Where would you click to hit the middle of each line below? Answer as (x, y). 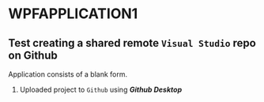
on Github (33, 55)
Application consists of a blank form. (68, 74)
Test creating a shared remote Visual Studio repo (132, 43)
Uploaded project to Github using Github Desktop (101, 89)
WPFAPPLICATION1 (73, 14)
